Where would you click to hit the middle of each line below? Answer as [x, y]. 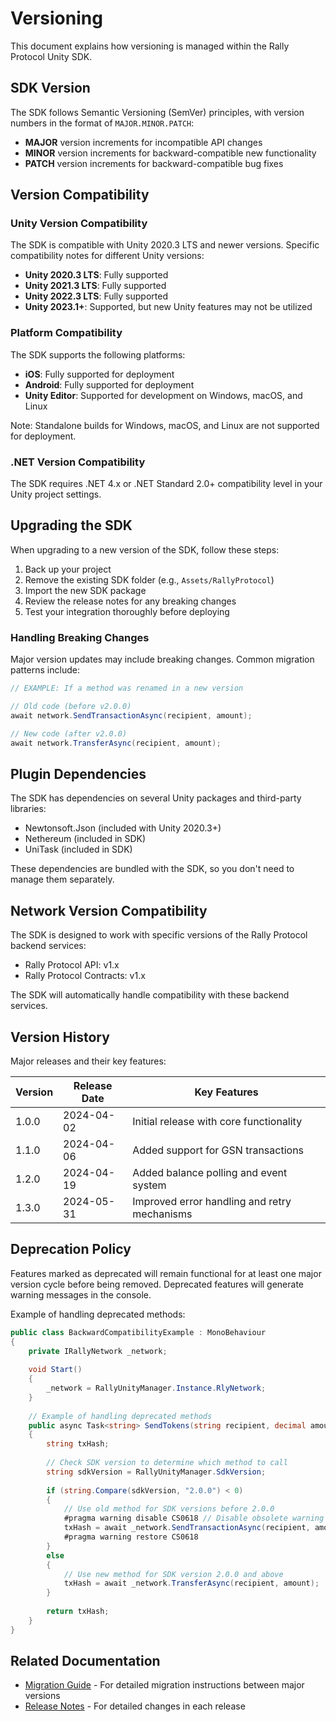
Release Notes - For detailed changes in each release [135, 1706]
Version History [60, 1037]
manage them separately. [62, 879]
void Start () [55, 1370]
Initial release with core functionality [217, 1121]
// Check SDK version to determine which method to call [167, 1463]
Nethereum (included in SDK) [85, 839]
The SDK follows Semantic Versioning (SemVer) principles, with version [157, 112]
